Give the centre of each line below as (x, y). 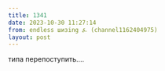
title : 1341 (27, 15)
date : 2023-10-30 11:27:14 (52, 23)
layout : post (29, 37)
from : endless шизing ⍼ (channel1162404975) (83, 30)
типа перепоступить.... (46, 59)
